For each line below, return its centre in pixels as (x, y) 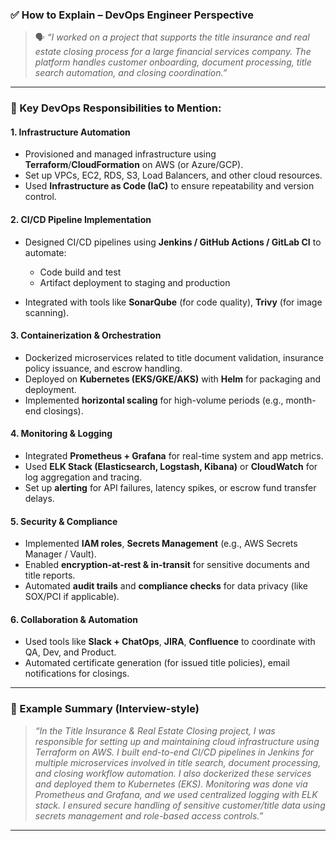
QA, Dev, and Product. (70, 652)
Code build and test (80, 272)
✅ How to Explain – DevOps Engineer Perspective (132, 15)
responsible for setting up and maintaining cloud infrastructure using (177, 741)
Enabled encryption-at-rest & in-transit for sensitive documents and (167, 565)
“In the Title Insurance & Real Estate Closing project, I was (155, 730)
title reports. (50, 575)
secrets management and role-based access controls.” (149, 815)
